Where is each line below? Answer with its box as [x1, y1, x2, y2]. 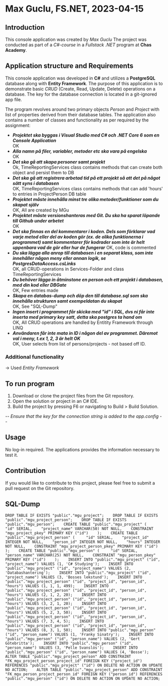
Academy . [5, 47, 27, 53]
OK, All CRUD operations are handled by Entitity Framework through [12, 319, 153, 325]
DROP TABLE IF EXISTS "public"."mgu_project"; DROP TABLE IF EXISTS [5, 513, 158, 518]
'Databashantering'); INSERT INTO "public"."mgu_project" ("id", [5, 570, 151, 576]
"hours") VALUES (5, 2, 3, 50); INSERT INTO [5, 610, 107, 615]
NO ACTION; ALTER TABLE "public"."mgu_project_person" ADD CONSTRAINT [5, 667, 163, 672]
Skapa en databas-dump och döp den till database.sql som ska [12, 293, 148, 299]
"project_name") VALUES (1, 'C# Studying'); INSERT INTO [5, 562, 134, 567]
